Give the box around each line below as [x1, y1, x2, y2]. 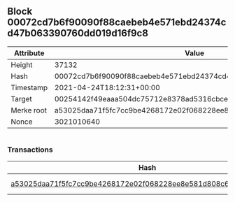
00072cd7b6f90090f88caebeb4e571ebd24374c [7, 17, 227, 29]
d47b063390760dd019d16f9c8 [7, 27, 149, 39]
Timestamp [10, 82, 48, 92]
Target [10, 94, 33, 103]
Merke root [10, 105, 48, 115]
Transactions [7, 145, 54, 154]
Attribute [13, 48, 45, 58]
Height [10, 59, 33, 69]
